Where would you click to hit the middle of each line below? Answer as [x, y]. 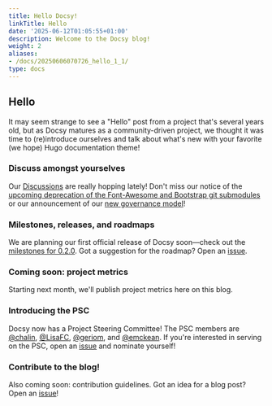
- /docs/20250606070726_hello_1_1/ [69, 62]
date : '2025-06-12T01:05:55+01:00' [69, 31]
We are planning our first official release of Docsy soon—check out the [127, 242]
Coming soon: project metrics [68, 272]
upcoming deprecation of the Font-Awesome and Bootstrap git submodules [134, 194]
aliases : [23, 54]
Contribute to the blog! [54, 367]
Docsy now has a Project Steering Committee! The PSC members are [124, 328]
